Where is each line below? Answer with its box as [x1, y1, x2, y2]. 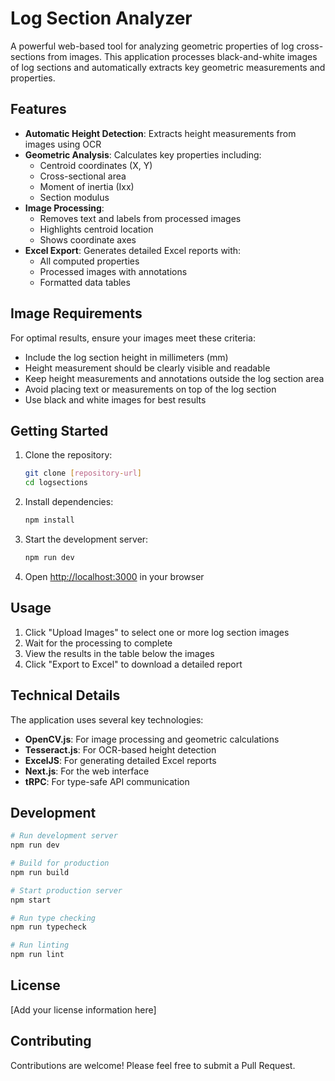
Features [10, 101, 67, 118]
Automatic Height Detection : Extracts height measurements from [24, 127, 297, 139]
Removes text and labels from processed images [39, 212, 242, 224]
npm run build [10, 867, 70, 877]
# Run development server [10, 831, 118, 841]
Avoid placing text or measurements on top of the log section [24, 383, 277, 395]
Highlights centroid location [39, 223, 154, 235]
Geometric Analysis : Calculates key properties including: [24, 148, 262, 161]
